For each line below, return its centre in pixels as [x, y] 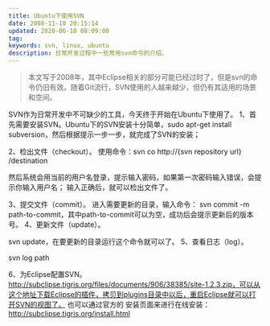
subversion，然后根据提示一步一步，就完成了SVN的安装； [104, 134]
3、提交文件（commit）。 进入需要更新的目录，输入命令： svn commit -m [129, 204]
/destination [28, 161]
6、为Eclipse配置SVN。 [47, 274]
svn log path [29, 258]
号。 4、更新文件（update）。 [57, 225]
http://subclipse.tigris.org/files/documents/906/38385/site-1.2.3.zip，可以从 [135, 284]
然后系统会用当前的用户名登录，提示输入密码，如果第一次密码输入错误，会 [131, 177]
